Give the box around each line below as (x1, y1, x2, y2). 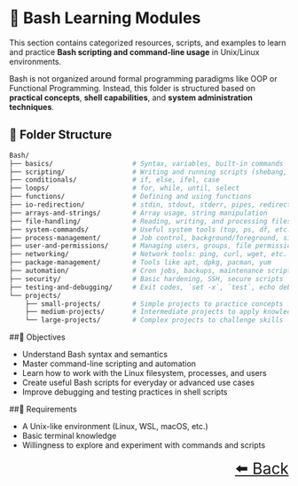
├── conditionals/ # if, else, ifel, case (9, 176, 220, 184)
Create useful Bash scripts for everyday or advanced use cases (21, 377, 255, 388)
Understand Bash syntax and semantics (21, 349, 169, 360)
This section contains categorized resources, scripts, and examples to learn (9, 37, 286, 48)
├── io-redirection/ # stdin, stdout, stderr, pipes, (9, 200, 255, 209)
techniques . (9, 101, 55, 112)
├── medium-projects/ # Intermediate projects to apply (25, 308, 260, 317)
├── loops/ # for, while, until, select (9, 184, 240, 193)
